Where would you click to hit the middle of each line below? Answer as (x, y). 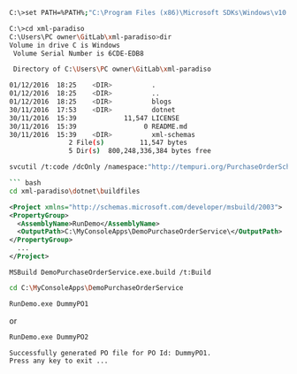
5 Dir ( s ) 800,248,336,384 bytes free (140, 151)
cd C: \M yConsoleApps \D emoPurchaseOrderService (96, 287)
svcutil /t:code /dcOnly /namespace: (79, 167)
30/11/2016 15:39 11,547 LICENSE (94, 118)
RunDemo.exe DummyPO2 (49, 337)
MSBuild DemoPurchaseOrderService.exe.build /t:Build (110, 272)
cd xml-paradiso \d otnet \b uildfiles (75, 191)
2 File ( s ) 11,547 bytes (128, 143)
